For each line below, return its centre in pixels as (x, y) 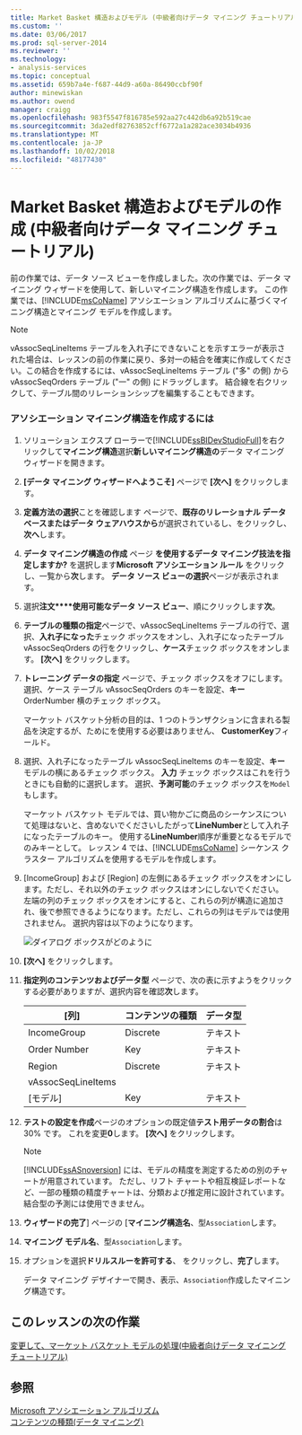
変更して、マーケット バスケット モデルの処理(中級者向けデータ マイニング (148, 1345)
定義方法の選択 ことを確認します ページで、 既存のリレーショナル (142, 512)
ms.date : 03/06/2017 (49, 34)
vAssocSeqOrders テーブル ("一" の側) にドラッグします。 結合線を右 (138, 382)
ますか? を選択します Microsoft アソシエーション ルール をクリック (162, 564)
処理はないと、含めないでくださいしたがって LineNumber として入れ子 (160, 825)
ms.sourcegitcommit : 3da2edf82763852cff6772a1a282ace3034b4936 (131, 127)
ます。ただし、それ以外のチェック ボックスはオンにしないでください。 (153, 889)
